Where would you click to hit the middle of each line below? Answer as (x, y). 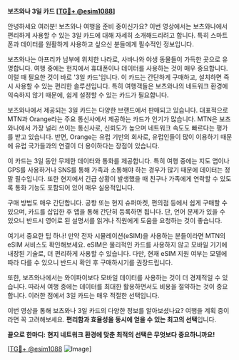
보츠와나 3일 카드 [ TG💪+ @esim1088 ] (61, 11)
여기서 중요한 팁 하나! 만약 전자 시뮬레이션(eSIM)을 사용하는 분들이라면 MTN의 (117, 236)
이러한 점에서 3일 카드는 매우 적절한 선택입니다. (94, 295)
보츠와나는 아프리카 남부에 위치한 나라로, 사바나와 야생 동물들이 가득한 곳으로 (114, 59)
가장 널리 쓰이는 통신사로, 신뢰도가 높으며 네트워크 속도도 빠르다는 (123, 128)
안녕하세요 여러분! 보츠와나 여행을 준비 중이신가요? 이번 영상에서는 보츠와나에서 (118, 26)
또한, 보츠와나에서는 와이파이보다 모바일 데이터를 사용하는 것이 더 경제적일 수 (114, 278)
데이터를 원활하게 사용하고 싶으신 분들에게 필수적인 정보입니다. (107, 44)
